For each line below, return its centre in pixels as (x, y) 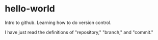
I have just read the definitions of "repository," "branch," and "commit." (79, 32)
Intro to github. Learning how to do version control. (58, 22)
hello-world (30, 9)
